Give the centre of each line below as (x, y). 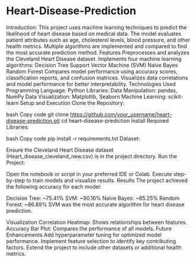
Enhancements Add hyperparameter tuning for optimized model (84, 235)
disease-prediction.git (33, 120)
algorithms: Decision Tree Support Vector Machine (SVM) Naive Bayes (92, 65)
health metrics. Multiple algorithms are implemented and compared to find (97, 46)
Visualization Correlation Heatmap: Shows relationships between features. (97, 222)
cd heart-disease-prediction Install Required (115, 120)
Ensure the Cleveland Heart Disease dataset (60, 150)
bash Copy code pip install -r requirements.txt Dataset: (73, 138)
